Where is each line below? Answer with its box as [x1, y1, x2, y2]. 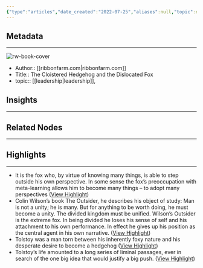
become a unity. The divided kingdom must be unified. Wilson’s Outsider [14, 209, 196, 217]
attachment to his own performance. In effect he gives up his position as [14, 223, 196, 230]
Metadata [6, 31, 43, 42]
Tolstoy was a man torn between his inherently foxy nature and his [14, 235, 181, 243]
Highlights [6, 150, 47, 160]
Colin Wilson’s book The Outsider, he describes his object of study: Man [14, 197, 195, 204]
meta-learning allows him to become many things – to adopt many [14, 184, 180, 191]
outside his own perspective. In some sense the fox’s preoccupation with [14, 177, 197, 185]
